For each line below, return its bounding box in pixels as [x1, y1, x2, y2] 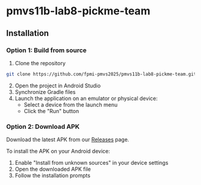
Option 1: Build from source [6, 46, 87, 54]
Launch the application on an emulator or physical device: [14, 95, 158, 102]
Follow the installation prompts [14, 172, 91, 179]
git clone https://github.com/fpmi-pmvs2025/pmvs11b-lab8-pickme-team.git [6, 71, 197, 77]
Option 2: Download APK [6, 122, 80, 131]
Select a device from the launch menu [23, 101, 118, 108]
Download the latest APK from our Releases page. [6, 136, 130, 143]
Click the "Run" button [23, 107, 80, 114]
